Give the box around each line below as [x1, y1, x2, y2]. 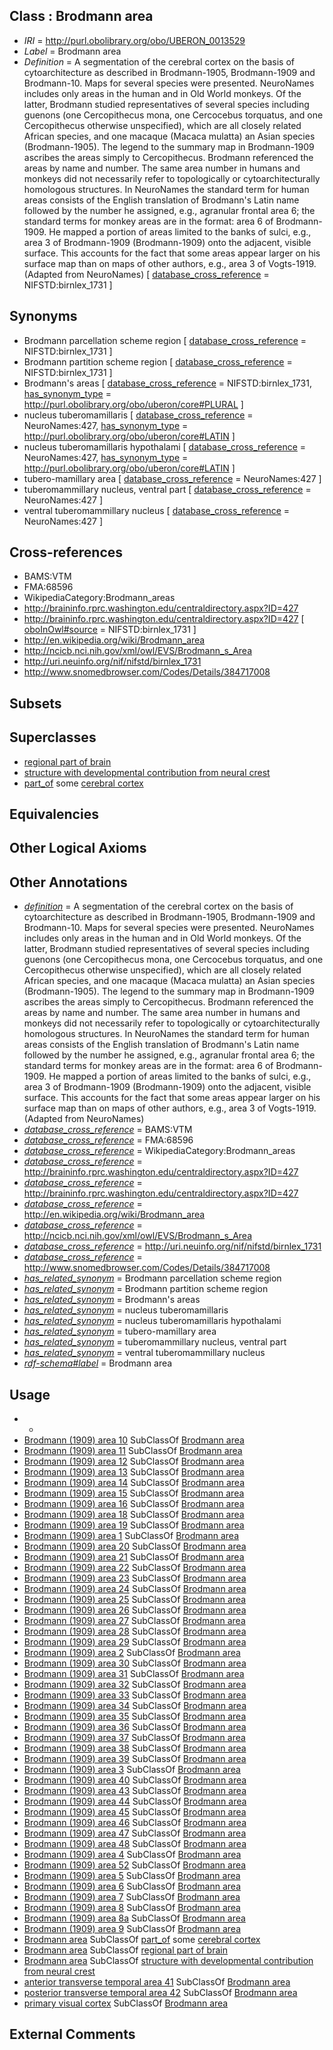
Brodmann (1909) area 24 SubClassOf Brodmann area [23, 1583, 247, 1595]
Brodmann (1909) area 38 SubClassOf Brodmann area [23, 1742, 247, 1754]
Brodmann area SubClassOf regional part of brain [23, 1944, 228, 1956]
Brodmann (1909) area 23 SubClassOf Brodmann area [23, 1572, 247, 1584]
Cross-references [9, 544, 124, 561]
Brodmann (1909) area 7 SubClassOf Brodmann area [23, 1891, 241, 1903]
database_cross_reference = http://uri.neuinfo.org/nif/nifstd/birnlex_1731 [23, 1240, 322, 1253]
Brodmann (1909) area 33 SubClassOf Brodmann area [23, 1689, 247, 1701]
